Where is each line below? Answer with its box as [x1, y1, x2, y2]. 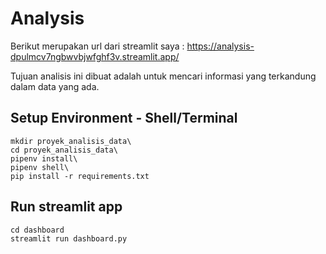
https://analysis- [186, 40, 255, 52]
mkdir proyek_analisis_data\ [10, 136, 132, 146]
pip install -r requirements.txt [10, 171, 150, 181]
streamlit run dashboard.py [10, 233, 128, 244]
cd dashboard [10, 225, 65, 235]
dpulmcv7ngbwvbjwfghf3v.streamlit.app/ [10, 50, 180, 62]
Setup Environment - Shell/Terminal [10, 110, 238, 127]
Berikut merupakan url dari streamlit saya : [10, 40, 185, 52]
